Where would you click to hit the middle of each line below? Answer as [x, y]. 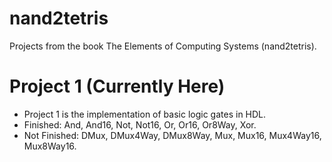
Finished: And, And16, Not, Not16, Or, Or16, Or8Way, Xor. [140, 124]
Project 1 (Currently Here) [117, 86]
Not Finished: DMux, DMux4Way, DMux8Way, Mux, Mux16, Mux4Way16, [172, 135]
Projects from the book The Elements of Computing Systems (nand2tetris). [163, 46]
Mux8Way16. [50, 146]
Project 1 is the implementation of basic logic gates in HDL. [145, 114]
